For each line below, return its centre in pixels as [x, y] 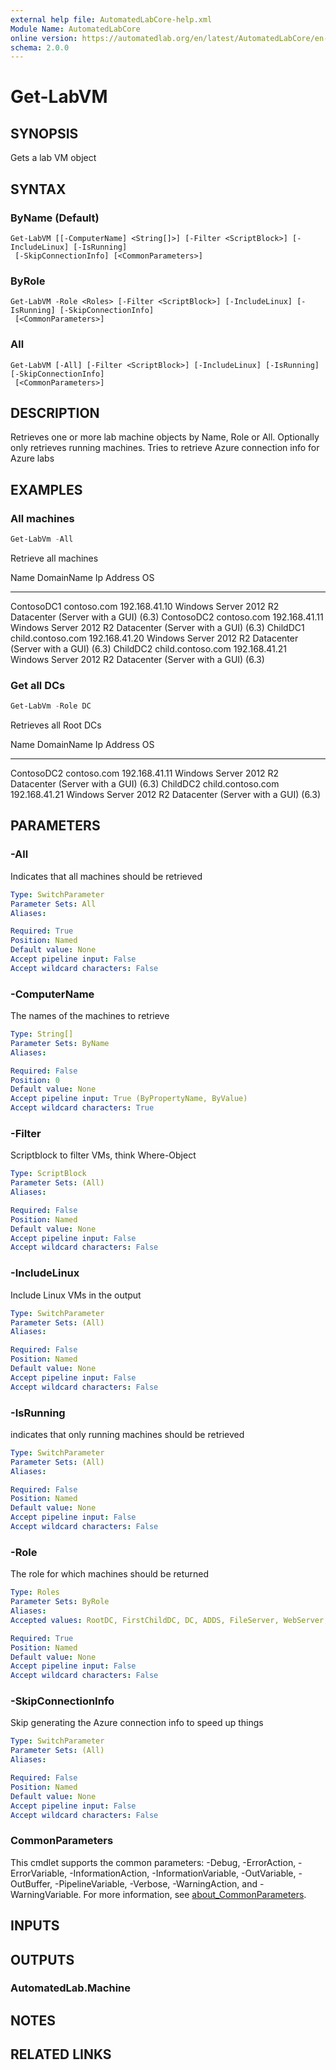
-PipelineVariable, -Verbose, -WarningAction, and [156, 1883]
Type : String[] [42, 1034]
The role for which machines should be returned [110, 1574]
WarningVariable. [46, 1894]
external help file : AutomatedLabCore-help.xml [111, 19]
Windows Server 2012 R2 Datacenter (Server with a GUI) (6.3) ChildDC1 [157, 627]
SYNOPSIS [44, 133]
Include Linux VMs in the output [76, 1295]
